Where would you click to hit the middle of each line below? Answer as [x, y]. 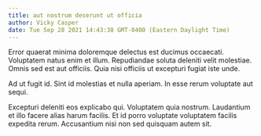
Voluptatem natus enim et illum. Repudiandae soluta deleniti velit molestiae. [130, 60]
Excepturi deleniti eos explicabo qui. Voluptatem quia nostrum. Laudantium [129, 107]
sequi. [18, 92]
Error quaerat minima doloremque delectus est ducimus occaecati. [116, 52]
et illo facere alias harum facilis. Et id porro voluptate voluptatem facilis [123, 116]
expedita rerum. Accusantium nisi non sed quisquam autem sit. [110, 124]
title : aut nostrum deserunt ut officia [75, 15]
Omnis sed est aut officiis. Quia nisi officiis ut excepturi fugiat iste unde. [124, 69]
